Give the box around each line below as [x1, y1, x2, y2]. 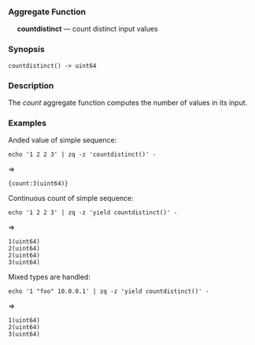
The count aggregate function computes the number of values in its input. [8, 98, 248, 107]
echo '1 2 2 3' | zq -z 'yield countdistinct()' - [8, 209, 178, 217]
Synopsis [8, 44, 45, 55]
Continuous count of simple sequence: [8, 194, 134, 203]
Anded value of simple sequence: [8, 135, 117, 145]
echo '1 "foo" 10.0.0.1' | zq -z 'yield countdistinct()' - [8, 287, 210, 295]
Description [8, 80, 54, 91]
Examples [8, 117, 47, 128]
